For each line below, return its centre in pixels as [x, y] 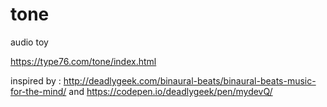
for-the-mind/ [38, 91]
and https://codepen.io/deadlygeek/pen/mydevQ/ [170, 91]
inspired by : [36, 80]
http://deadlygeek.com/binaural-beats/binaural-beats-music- [190, 80]
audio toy [29, 42]
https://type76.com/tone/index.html [83, 61]
